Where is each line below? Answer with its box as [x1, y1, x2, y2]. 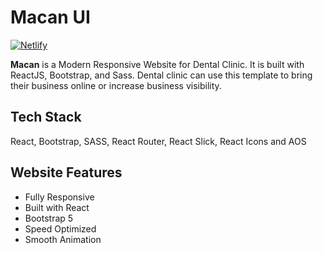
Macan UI [10, 6, 91, 29]
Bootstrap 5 [24, 212, 74, 224]
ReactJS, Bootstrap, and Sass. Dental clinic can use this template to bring [10, 69, 313, 81]
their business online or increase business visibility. [10, 79, 222, 91]
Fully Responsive [24, 191, 95, 203]
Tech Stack [10, 109, 82, 126]
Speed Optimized [24, 222, 97, 235]
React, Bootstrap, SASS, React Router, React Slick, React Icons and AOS [10, 135, 307, 147]
